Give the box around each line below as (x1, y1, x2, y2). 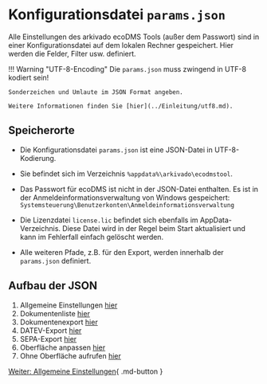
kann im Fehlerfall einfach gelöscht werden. (19, 232, 164, 241)
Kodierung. (19, 153, 57, 163)
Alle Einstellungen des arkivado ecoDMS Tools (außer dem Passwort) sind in (8, 32, 260, 41)
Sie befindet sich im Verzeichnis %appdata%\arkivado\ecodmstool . (19, 169, 234, 178)
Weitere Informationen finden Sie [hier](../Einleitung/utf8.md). (8, 102, 234, 110)
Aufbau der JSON (8, 279, 98, 292)
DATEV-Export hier (19, 325, 82, 335)
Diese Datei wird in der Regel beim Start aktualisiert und (62, 223, 245, 233)
